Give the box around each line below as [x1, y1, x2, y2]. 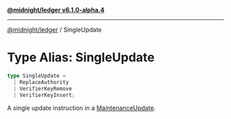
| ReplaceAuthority [13, 78, 69, 85]
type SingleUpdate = [7, 72, 67, 79]
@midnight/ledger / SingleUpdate [7, 25, 102, 34]
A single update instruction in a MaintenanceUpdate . [7, 104, 156, 112]
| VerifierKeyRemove [13, 85, 72, 92]
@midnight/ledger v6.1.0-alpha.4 [7, 6, 104, 14]
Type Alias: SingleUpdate [7, 50, 155, 65]
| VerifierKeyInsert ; [13, 91, 76, 98]
